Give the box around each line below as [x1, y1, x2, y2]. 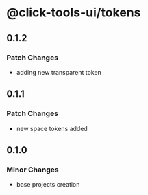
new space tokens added [16, 124, 88, 133]
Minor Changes [6, 165, 59, 174]
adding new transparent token [16, 68, 102, 76]
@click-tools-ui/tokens [6, 5, 141, 21]
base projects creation [16, 181, 80, 189]
